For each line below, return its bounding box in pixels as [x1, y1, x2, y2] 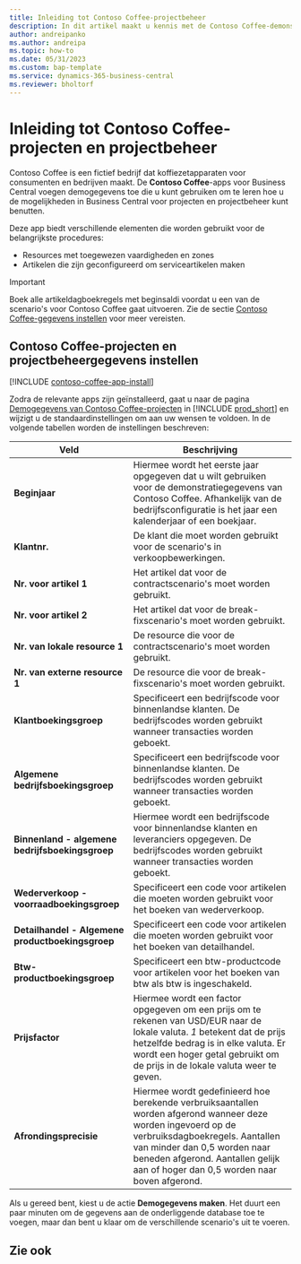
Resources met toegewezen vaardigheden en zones [21, 249, 215, 260]
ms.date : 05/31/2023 [9, 55, 87, 64]
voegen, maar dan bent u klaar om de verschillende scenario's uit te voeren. [9, 1216, 290, 1228]
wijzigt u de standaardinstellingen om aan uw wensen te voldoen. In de [9, 413, 271, 424]
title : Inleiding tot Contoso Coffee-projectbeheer [9, 13, 206, 22]
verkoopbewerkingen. [133, 552, 226, 565]
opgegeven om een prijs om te [133, 1003, 262, 1016]
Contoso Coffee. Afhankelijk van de [133, 492, 282, 505]
